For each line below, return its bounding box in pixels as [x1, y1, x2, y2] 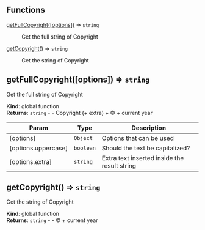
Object [73, 135, 93, 141]
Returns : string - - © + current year [6, 217, 98, 224]
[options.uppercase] [9, 144, 68, 152]
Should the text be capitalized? [101, 144, 190, 152]
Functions [6, 5, 46, 15]
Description [131, 124, 167, 132]
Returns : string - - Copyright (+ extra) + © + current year [6, 109, 153, 116]
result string [101, 161, 136, 170]
